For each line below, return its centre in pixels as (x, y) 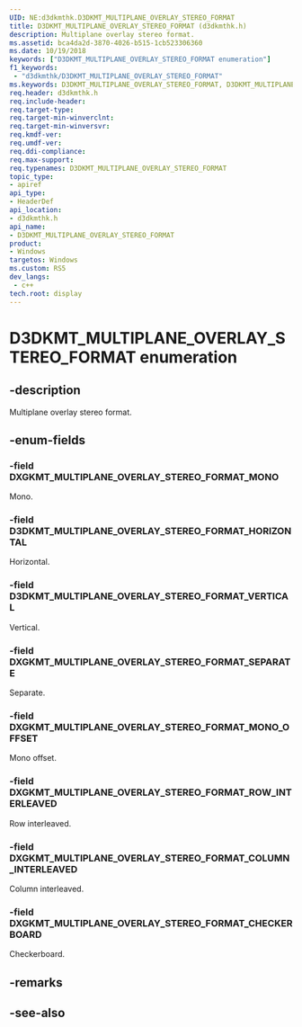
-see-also (37, 1013)
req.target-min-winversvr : (60, 127)
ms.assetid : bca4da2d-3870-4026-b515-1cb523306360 (106, 43)
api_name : (28, 227)
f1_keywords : (34, 68)
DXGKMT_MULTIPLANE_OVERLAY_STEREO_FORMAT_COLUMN (150, 858)
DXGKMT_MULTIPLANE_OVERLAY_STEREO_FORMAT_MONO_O (150, 727)
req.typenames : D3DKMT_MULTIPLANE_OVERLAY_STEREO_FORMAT (118, 168)
